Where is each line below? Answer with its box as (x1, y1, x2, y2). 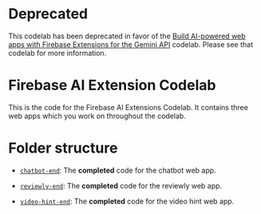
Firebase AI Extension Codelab (8, 77, 216, 94)
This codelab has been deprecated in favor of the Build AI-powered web (8, 31, 246, 41)
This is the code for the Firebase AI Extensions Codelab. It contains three (8, 102, 249, 112)
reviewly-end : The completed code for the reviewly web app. (19, 180, 222, 190)
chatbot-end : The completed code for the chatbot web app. (19, 165, 217, 175)
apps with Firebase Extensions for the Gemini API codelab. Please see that (8, 39, 254, 49)
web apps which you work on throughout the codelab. (8, 111, 186, 121)
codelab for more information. (8, 48, 107, 57)
